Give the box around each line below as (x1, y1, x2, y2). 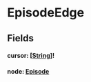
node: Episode (7, 67, 50, 75)
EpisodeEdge (7, 5, 85, 21)
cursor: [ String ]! (7, 52, 55, 60)
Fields (7, 32, 34, 44)
